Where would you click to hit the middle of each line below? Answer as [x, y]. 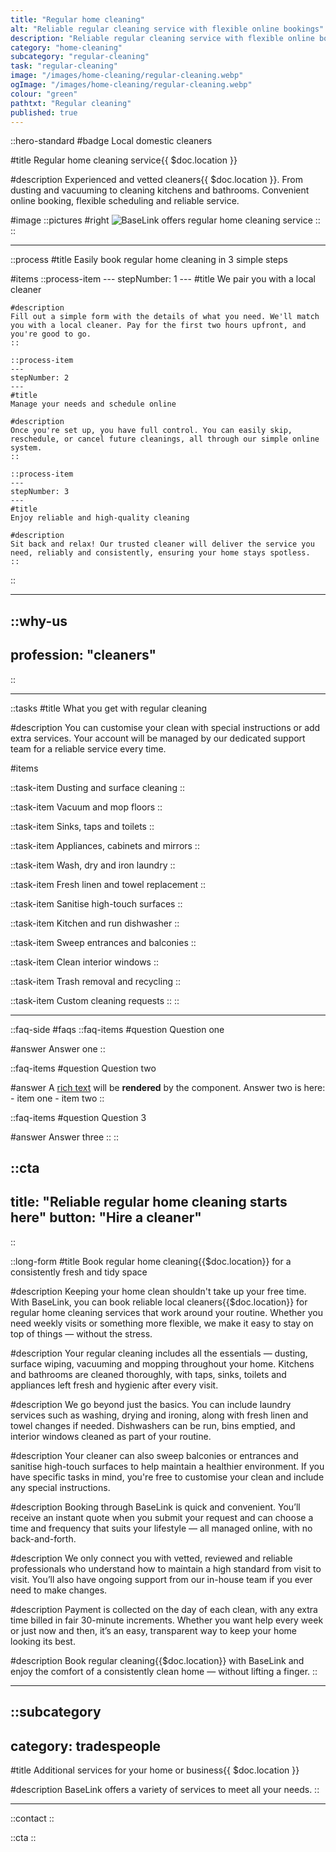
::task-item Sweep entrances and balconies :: [103, 942]
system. [26, 448]
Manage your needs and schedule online [93, 404]
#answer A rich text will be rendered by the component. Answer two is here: [168, 1087]
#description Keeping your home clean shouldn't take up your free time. [158, 1291]
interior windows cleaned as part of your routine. [111, 1436]
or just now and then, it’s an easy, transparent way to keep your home [154, 1630]
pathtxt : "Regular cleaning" [71, 103]
